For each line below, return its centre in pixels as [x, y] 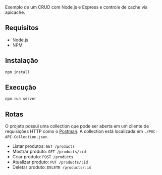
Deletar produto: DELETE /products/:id [52, 167]
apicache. [15, 12]
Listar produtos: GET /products [44, 146]
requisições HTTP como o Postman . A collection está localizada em [74, 131]
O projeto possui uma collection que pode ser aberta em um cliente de [77, 126]
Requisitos [22, 28]
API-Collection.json [27, 137]
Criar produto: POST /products [43, 157]
